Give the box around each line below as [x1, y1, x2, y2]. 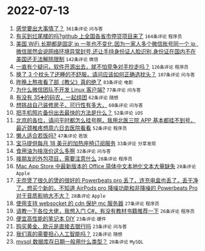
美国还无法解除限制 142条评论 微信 [15, 55, 99, 62]
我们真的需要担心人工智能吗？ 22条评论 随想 [15, 230, 123, 238]
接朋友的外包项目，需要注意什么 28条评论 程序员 [15, 154, 133, 162]
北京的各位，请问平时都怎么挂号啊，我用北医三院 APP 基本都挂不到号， [15, 116, 196, 124]
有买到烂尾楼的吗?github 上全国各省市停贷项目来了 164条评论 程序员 [15, 32, 182, 40]
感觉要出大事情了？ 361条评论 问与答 [15, 24, 103, 32]
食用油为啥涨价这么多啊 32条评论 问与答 [15, 147, 111, 154]
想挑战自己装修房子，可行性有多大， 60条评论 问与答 [15, 101, 143, 108]
